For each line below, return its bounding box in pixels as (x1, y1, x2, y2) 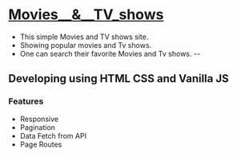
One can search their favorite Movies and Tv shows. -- (19, 49, 201, 58)
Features (8, 96, 44, 107)
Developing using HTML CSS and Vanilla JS (8, 72, 230, 85)
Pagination (19, 122, 56, 132)
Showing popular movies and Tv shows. (19, 40, 152, 49)
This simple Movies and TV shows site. (19, 32, 149, 41)
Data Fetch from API (19, 131, 86, 140)
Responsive (19, 114, 58, 124)
